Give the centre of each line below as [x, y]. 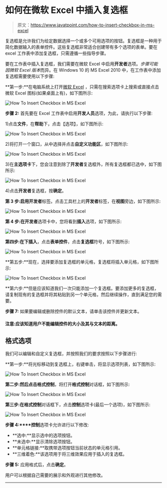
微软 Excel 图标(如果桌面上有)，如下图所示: [49, 93]
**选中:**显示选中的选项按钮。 [43, 435]
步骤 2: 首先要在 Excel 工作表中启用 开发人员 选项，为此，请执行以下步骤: [79, 113]
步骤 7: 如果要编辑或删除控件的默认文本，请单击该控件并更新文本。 [74, 311]
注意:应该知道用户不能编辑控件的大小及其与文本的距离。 [63, 323]
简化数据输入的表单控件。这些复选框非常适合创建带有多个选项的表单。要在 [81, 47]
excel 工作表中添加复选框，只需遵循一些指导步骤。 [57, 53]
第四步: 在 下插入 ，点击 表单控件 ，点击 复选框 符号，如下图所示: [68, 241]
